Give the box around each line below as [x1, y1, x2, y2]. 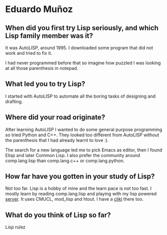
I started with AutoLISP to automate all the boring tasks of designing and [5, 93, 156, 99]
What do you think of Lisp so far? [5, 210, 111, 219]
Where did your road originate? [5, 113, 105, 122]
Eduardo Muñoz [5, 4, 73, 15]
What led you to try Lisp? [5, 80, 86, 89]
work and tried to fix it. [5, 50, 52, 56]
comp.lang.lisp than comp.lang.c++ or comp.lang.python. [5, 158, 125, 164]
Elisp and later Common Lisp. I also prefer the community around [5, 152, 140, 158]
